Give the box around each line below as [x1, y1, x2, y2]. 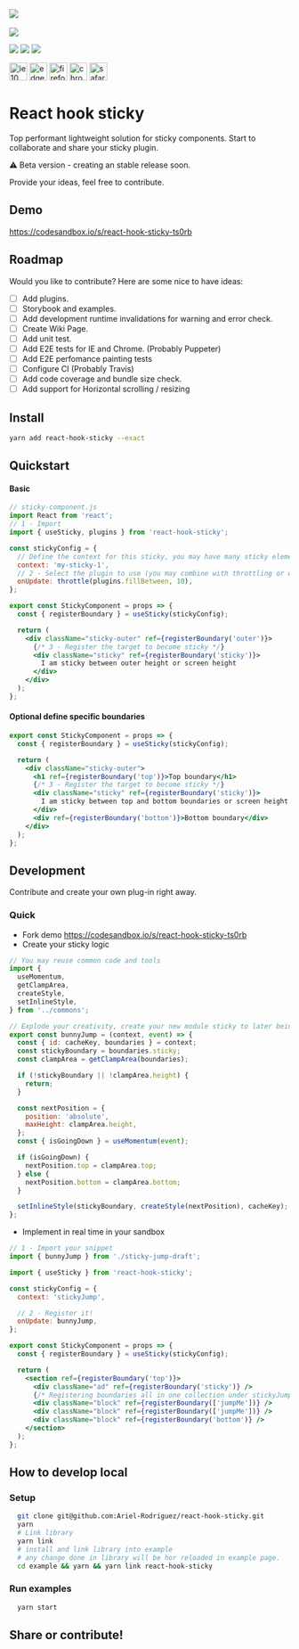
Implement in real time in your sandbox [21, 1226, 166, 1237]
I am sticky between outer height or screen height [41, 659, 238, 668]
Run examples [9, 1582, 72, 1595]
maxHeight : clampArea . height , [25, 1120, 138, 1129]
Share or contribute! [9, 1628, 124, 1643]
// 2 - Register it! [17, 1309, 93, 1317]
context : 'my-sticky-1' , [17, 561, 109, 570]
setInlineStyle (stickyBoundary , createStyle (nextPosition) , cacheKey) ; [17, 1202, 289, 1211]
